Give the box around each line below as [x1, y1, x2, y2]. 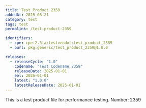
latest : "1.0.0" [14, 78, 49, 83]
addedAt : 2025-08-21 [5, 12, 49, 17]
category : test [5, 17, 38, 22]
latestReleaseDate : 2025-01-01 [14, 83, 81, 88]
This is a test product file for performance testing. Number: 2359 [5, 96, 141, 102]
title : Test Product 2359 [5, 7, 60, 13]
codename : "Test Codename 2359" [14, 64, 83, 69]
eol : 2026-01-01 [14, 73, 49, 78]
